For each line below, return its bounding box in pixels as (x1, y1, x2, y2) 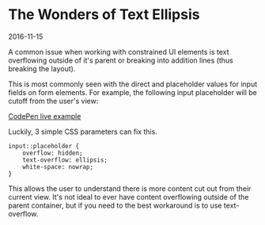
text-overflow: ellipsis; (22, 156, 108, 164)
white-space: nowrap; (22, 162, 93, 171)
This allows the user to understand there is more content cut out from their (8, 184, 252, 193)
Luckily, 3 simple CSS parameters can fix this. (8, 127, 158, 136)
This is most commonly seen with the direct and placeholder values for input (8, 79, 258, 89)
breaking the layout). (8, 63, 76, 73)
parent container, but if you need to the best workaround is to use (8, 200, 222, 210)
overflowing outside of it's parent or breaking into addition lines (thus (8, 55, 233, 65)
